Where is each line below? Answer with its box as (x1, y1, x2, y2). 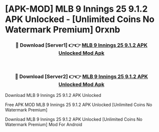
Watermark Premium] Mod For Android (5, 121, 82, 127)
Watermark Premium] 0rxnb (5, 24, 120, 35)
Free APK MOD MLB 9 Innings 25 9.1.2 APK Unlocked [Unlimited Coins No (5, 101, 153, 108)
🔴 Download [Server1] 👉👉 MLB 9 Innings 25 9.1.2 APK (15, 42, 148, 49)
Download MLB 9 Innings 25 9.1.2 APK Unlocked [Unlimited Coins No (5, 116, 143, 122)
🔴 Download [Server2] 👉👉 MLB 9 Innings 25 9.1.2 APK (15, 73, 148, 80)
